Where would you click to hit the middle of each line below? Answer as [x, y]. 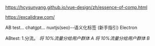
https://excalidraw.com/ [30, 17]
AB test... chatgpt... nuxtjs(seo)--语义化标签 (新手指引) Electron [71, 28]
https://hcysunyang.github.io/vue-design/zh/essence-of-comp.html [76, 7]
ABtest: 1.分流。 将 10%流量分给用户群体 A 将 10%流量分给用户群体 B [77, 38]
